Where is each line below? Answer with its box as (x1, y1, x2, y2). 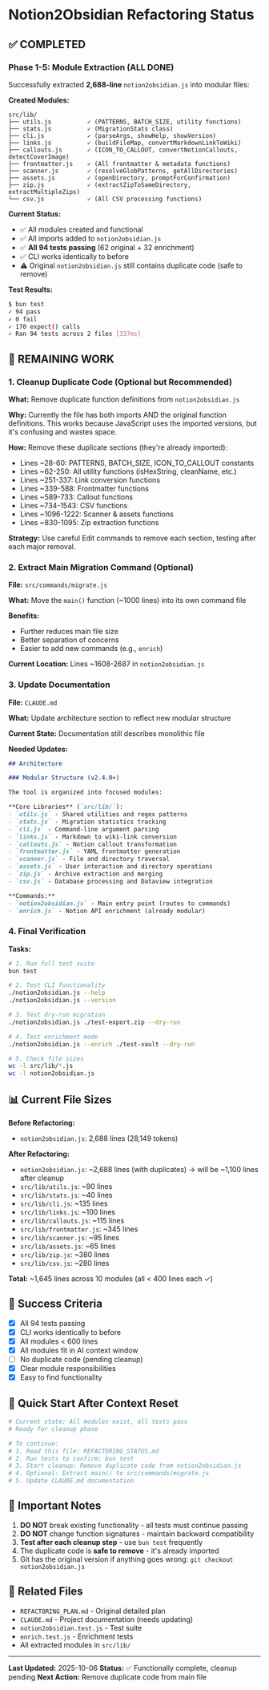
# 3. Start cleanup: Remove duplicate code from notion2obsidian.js (8, 1462, 242, 1470)
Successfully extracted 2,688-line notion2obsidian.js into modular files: (8, 79, 250, 89)
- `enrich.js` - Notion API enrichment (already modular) (8, 907, 206, 915)
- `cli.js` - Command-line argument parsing (8, 825, 159, 833)
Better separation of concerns (19, 635, 119, 645)
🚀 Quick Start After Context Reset (8, 1397, 179, 1410)
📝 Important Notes (8, 1499, 102, 1513)
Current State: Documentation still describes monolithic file (8, 728, 206, 738)
